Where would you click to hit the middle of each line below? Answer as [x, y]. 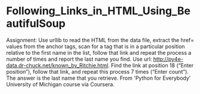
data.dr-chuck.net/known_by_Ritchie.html [57, 65]
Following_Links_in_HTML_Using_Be [99, 11]
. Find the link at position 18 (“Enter [151, 65]
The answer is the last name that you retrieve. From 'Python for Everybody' [99, 78]
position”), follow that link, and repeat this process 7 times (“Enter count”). [98, 71]
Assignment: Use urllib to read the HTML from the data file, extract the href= [100, 40]
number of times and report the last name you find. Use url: [79, 59]
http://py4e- [168, 59]
